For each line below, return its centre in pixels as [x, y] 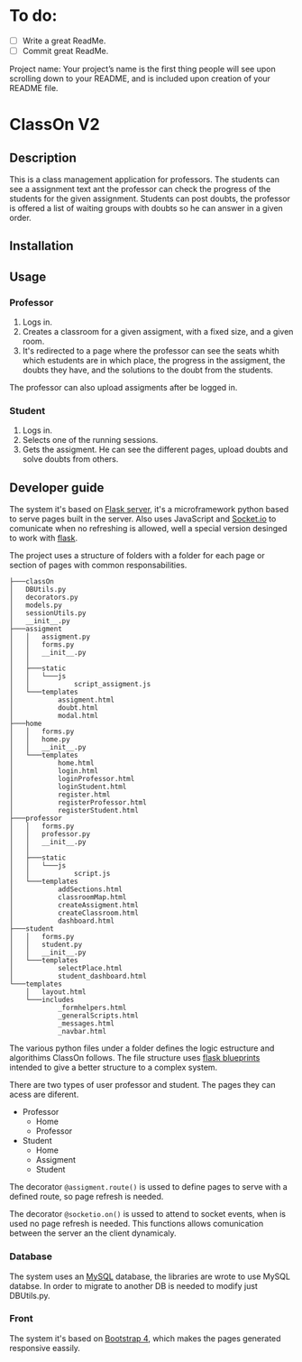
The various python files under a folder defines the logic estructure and [142, 1048]
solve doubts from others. [70, 459]
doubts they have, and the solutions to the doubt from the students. [147, 370]
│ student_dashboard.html [78, 976]
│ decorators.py [44, 598]
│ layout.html [56, 992]
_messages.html [86, 1024]
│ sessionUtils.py [48, 613]
